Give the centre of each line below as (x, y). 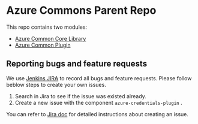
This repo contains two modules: (47, 27)
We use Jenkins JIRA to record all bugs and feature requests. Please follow (99, 78)
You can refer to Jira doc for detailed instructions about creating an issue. (97, 114)
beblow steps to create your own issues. (56, 84)
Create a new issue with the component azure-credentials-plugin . (98, 102)
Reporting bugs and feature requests (77, 64)
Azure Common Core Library (50, 38)
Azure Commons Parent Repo (81, 10)
